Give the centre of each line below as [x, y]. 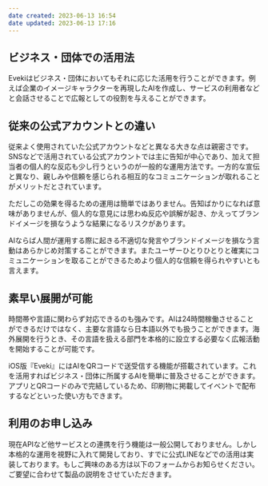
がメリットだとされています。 [57, 187]
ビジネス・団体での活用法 [71, 57]
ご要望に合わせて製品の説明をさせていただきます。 [92, 474]
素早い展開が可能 [50, 298]
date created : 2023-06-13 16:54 [62, 16]
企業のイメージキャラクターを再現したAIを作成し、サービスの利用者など [141, 88]
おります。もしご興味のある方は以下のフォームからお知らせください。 [144, 464]
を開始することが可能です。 [54, 349]
